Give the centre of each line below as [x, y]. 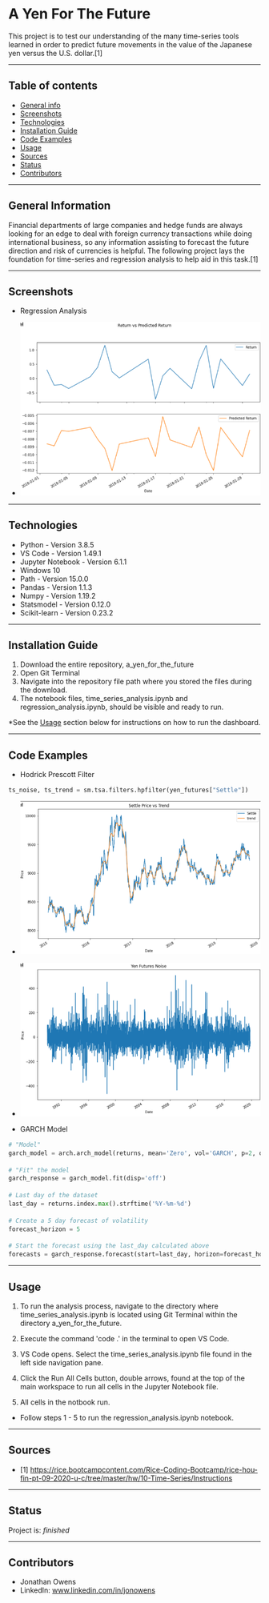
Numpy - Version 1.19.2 [58, 595]
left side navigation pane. [62, 1363]
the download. [44, 690]
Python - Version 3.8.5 [57, 544]
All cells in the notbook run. [65, 1402]
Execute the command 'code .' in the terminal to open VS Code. [124, 1339]
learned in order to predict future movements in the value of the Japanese [130, 44]
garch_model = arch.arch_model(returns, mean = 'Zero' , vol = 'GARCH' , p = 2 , [132, 1153]
